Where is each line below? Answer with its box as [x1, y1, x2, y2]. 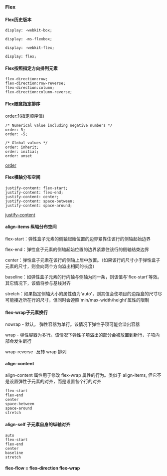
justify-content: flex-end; [5, 190, 64, 195]
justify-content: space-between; [5, 199, 75, 204]
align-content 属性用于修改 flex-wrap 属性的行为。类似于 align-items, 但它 [5, 372, 157, 378]
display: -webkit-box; [5, 28, 52, 33]
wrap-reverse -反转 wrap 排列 [5, 349, 67, 355]
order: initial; [5, 149, 39, 154]
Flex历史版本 [5, 16, 32, 22]
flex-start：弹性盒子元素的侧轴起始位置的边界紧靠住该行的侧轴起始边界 [5, 236, 151, 241]
